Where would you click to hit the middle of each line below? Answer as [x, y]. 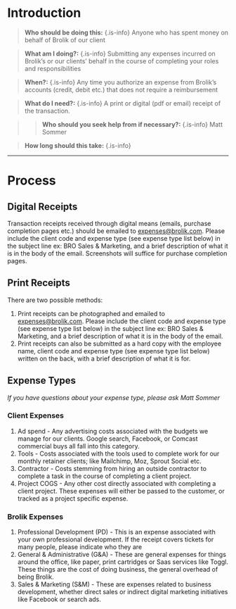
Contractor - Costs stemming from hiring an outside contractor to [112, 468]
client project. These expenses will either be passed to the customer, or [121, 491]
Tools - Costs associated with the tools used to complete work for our [118, 453]
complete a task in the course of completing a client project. [104, 476]
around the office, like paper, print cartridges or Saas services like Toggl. [123, 562]
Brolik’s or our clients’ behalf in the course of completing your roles [122, 61]
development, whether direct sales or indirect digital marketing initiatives [123, 592]
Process [32, 181]
